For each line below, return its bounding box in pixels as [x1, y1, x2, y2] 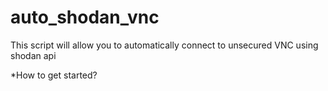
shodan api [10, 49, 57, 61]
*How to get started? [10, 69, 98, 81]
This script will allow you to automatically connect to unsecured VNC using [10, 39, 319, 51]
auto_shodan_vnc [10, 6, 160, 29]
